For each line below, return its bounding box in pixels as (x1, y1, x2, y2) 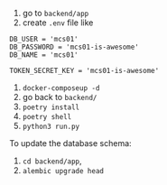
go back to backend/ (22, 92, 97, 102)
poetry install (22, 103, 80, 112)
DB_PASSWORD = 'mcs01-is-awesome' (9, 42, 140, 51)
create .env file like (22, 17, 94, 28)
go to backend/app (22, 8, 89, 18)
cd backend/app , (22, 155, 83, 166)
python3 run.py (22, 122, 80, 131)
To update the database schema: (9, 138, 133, 148)
